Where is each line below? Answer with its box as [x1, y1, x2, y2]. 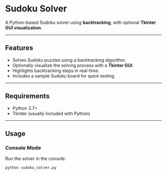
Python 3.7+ [12, 105, 38, 111]
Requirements [5, 92, 50, 100]
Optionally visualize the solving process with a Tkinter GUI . [12, 62, 134, 68]
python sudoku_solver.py [5, 165, 57, 171]
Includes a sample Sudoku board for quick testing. [12, 73, 116, 79]
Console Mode [5, 144, 41, 151]
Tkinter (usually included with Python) [12, 110, 90, 116]
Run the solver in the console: [5, 156, 66, 162]
